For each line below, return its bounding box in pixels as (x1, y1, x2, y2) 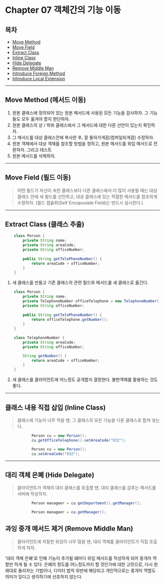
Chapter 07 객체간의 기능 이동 (5, 4, 121, 16)
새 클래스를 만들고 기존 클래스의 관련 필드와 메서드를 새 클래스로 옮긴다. (12, 279, 149, 286)
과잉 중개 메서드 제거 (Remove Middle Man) (5, 524, 134, 533)
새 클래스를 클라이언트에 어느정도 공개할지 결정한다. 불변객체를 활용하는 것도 (12, 377, 158, 382)
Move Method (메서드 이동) (5, 96, 86, 104)
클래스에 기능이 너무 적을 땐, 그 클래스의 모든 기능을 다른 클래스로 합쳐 (17, 417, 151, 423)
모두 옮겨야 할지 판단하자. (21, 116, 70, 122)
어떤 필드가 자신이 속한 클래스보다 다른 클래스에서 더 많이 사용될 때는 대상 (17, 187, 158, 193)
